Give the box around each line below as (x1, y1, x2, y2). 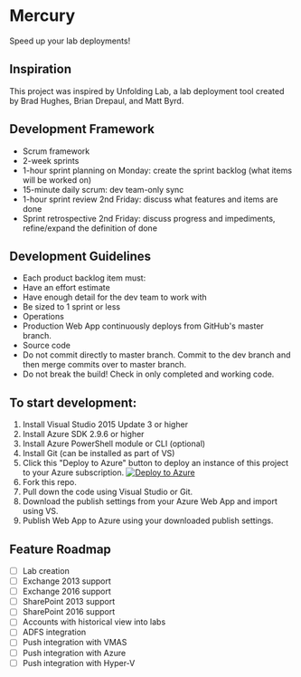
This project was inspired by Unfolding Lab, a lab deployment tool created (9, 85, 285, 96)
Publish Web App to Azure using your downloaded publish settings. (22, 515, 274, 526)
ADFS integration (22, 626, 87, 638)
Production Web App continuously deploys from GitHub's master (22, 320, 264, 331)
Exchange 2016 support (22, 586, 111, 597)
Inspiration (9, 62, 72, 77)
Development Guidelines (9, 248, 152, 263)
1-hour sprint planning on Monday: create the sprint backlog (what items (22, 165, 292, 176)
